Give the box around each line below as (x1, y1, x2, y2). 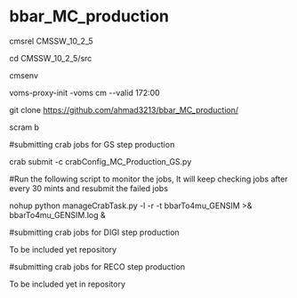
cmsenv (9, 69, 38, 81)
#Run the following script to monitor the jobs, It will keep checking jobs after (9, 173, 288, 184)
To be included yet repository (9, 244, 117, 254)
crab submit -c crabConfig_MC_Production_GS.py (9, 156, 192, 166)
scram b (9, 122, 40, 133)
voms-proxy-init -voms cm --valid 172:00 (9, 87, 160, 98)
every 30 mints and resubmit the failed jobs (9, 182, 169, 193)
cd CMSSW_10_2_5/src (9, 52, 92, 63)
